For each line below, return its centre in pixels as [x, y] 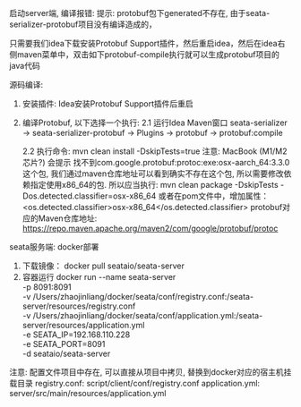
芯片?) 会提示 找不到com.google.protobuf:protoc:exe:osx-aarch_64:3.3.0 [156, 162]
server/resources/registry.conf [79, 306]
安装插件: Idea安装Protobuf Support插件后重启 [108, 104]
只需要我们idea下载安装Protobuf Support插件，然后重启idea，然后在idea [143, 43]
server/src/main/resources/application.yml [88, 393]
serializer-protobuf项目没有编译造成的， [83, 24]
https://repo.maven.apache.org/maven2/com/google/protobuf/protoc [150, 228]
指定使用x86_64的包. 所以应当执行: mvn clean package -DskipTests [155, 185]
